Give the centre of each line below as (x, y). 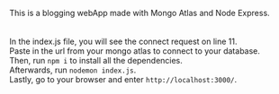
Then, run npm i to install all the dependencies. (96, 60)
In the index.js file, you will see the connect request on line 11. (123, 41)
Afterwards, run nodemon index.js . (73, 70)
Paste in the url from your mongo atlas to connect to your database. (135, 51)
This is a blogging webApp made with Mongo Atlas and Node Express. (139, 13)
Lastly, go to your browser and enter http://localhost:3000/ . (123, 79)
